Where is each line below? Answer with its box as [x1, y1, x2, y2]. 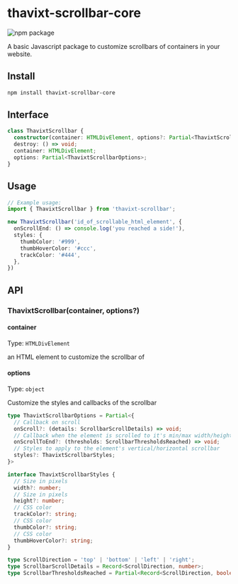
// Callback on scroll [13, 419, 81, 426]
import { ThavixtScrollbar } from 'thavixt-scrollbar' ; [7, 206, 176, 213]
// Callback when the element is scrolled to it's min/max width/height [13, 431, 233, 439]
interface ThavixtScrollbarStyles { [7, 470, 115, 478]
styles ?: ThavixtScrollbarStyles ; [13, 452, 115, 459]
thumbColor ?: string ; [13, 524, 78, 531]
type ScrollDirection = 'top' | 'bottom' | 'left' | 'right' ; [7, 556, 195, 563]
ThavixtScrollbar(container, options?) [7, 305, 140, 315]
